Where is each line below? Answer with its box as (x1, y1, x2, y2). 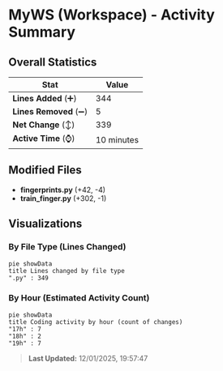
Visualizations (8, 217, 83, 231)
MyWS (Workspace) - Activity (8, 6, 215, 24)
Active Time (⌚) (12, 133, 75, 143)
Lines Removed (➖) (12, 106, 88, 117)
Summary (8, 23, 75, 41)
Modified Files (8, 164, 83, 177)
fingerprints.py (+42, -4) (19, 185, 106, 194)
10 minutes (95, 134, 139, 145)
